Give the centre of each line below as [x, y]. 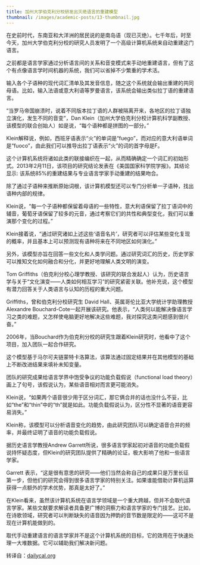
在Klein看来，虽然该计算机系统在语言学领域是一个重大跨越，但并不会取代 [96, 500]
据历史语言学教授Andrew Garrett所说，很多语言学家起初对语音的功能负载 [95, 445]
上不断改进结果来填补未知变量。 [45, 364]
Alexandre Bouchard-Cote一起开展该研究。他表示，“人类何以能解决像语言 [97, 309]
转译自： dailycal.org [31, 555]
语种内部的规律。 [27, 193]
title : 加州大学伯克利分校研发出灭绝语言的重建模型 [62, 12]
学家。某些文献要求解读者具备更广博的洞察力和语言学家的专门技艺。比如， [102, 508]
